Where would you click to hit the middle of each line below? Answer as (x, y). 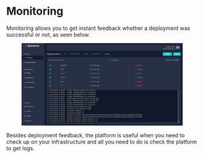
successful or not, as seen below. (48, 34)
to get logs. (20, 148)
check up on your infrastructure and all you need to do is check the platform (102, 142)
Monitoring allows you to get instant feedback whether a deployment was (98, 28)
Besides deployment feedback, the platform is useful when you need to (96, 135)
